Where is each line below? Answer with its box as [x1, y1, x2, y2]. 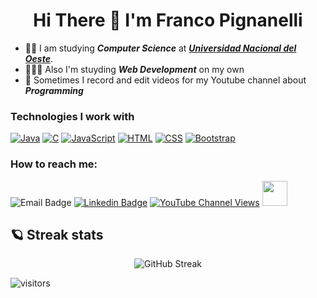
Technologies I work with [10, 109, 135, 123]
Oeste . [24, 52, 53, 64]
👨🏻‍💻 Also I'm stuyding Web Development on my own [24, 63, 245, 75]
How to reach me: [10, 157, 98, 171]
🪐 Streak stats [10, 226, 104, 243]
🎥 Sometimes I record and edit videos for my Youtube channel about [24, 74, 307, 86]
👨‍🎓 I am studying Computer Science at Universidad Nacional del [24, 42, 297, 54]
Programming [24, 84, 84, 96]
